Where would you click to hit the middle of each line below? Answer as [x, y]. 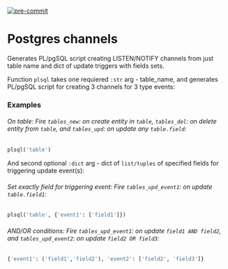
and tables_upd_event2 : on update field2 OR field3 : [83, 238]
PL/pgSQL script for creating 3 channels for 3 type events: [91, 87]
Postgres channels [63, 39]
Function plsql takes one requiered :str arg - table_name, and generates [113, 79]
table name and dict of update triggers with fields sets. [86, 66]
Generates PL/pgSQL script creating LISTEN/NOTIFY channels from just [111, 58]
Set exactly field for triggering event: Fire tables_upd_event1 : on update [110, 187]
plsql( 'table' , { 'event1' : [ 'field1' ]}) [67, 215]
